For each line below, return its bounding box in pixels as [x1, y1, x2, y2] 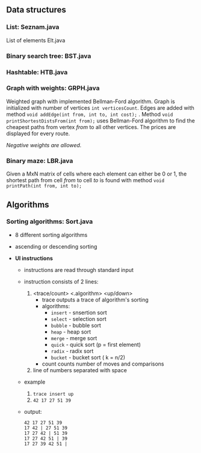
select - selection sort [51, 315, 107, 322]
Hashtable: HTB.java [6, 68, 68, 76]
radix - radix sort [51, 347, 94, 355]
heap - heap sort [51, 328, 91, 335]
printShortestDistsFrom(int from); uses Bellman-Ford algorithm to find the [6, 117, 196, 124]
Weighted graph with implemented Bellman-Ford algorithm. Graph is [6, 98, 176, 105]
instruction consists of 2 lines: [23, 277, 99, 285]
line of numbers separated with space [32, 366, 128, 373]
